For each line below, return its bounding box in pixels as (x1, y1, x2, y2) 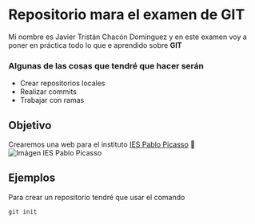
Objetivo (8, 118, 52, 132)
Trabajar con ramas (19, 96, 85, 105)
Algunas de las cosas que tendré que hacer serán (8, 60, 204, 71)
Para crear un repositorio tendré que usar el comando (8, 192, 185, 202)
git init (8, 207, 38, 216)
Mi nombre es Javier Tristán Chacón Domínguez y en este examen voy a (8, 32, 248, 41)
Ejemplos (8, 171, 56, 185)
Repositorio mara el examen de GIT (8, 6, 245, 24)
